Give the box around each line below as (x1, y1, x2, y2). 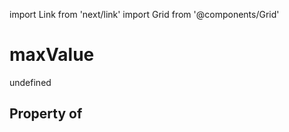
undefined (9, 76, 52, 88)
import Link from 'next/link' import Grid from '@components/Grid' (9, 9, 280, 20)
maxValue (9, 44, 95, 66)
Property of (9, 105, 83, 123)
